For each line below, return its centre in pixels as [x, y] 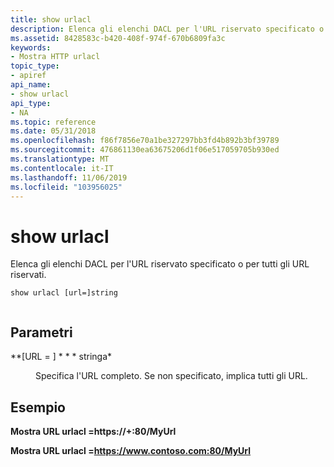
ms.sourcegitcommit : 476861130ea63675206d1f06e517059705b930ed [145, 150]
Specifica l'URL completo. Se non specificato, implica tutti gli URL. [171, 376]
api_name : [31, 85]
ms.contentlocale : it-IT [62, 168]
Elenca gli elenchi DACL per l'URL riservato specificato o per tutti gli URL [160, 264]
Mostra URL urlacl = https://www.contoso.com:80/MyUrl [131, 450]
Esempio [38, 407]
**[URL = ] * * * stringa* [61, 357]
